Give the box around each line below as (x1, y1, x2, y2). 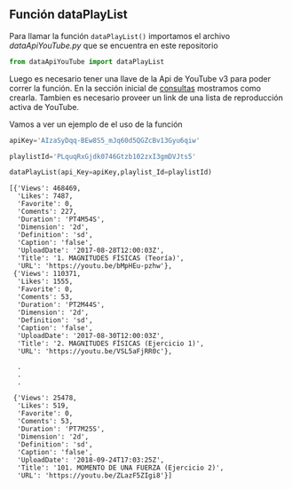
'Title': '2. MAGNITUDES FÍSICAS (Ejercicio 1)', (17, 339, 204, 349)
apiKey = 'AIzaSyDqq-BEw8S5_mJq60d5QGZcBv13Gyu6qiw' (9, 136, 201, 145)
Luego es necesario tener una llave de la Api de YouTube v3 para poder (9, 73, 271, 83)
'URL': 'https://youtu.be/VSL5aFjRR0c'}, (17, 347, 173, 356)
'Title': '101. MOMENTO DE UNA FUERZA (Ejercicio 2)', (17, 463, 225, 473)
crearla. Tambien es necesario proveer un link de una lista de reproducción (9, 92, 284, 103)
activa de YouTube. (9, 101, 80, 112)
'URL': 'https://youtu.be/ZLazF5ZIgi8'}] (17, 471, 173, 480)
